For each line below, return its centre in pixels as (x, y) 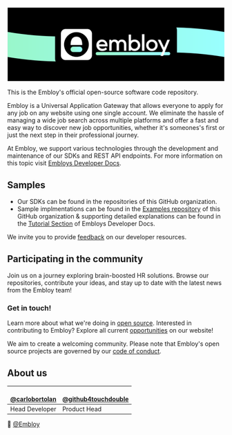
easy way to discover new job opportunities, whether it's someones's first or (116, 128)
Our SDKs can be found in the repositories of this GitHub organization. (117, 202)
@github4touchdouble (95, 399)
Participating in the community (75, 259)
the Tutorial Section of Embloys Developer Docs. (86, 224)
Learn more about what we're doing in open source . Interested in (99, 323)
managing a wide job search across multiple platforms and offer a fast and (113, 120)
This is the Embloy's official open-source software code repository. (103, 92)
